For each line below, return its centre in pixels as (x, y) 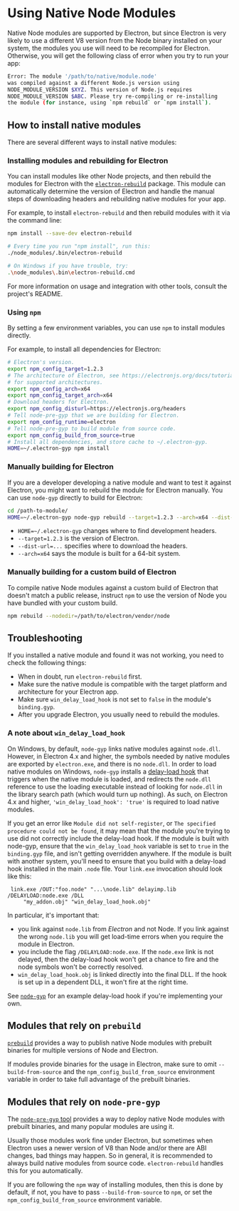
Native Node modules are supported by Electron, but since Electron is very (117, 33)
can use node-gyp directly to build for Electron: (75, 497)
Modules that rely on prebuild (74, 1026)
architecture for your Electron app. (68, 692)
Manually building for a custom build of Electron (92, 572)
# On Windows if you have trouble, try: (68, 266)
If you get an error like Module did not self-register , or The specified (112, 823)
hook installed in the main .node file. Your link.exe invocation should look (115, 868)
